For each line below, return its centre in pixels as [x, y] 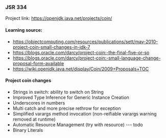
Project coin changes [28, 81]
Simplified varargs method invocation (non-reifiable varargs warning [85, 113]
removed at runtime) [34, 119]
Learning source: [24, 30]
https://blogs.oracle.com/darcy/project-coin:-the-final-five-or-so [81, 52]
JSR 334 [16, 7]
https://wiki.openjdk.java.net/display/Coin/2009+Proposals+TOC [81, 69]
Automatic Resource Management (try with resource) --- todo [78, 125]
